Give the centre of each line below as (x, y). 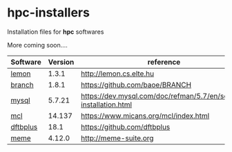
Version (61, 62)
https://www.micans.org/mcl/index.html (145, 116)
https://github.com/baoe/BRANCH (136, 85)
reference (164, 62)
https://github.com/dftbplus (125, 127)
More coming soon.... (37, 45)
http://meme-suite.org (117, 138)
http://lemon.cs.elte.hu (117, 74)
